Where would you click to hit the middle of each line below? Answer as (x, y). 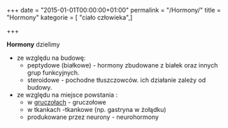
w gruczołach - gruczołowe (66, 102)
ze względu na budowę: (51, 58)
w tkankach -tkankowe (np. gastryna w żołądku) (97, 110)
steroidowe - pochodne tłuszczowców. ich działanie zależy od (116, 80)
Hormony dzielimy (33, 44)
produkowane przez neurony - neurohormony (93, 117)
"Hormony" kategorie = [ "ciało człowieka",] (70, 17)
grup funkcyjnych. (53, 73)
